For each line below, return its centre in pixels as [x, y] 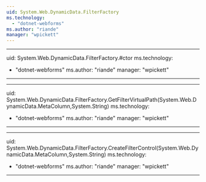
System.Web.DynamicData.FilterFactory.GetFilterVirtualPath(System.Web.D [102, 100]
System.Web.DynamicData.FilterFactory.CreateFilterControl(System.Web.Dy [102, 148]
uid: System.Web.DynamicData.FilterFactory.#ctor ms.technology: [90, 58]
